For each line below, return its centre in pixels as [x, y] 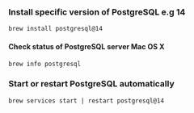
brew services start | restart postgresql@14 [86, 100]
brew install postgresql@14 [56, 29]
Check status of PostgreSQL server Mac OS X [86, 46]
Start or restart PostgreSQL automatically [92, 84]
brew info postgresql [45, 64]
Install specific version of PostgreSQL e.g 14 [97, 12]
